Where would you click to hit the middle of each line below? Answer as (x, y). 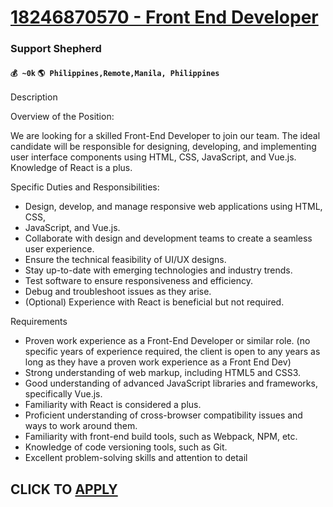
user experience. (59, 249)
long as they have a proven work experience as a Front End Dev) (158, 362)
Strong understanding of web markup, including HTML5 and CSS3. (163, 373)
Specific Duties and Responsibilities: (85, 187)
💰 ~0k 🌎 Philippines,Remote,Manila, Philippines (115, 73)
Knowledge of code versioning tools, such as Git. (126, 447)
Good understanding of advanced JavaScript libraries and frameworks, (171, 383)
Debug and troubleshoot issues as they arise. (118, 292)
